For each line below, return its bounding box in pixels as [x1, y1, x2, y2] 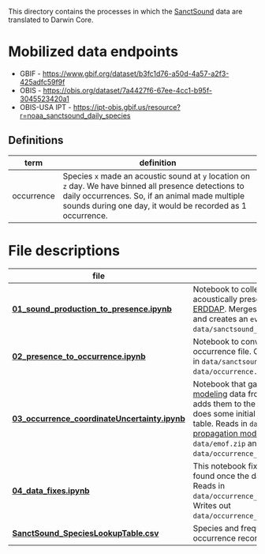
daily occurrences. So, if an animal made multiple [62, 190, 245, 201]
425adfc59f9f [19, 77, 65, 86]
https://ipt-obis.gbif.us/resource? [73, 102, 181, 111]
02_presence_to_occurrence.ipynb [12, 351, 146, 362]
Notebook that [192, 379, 246, 390]
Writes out [192, 499, 231, 511]
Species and [192, 522, 239, 533]
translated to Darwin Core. [8, 15, 94, 24]
